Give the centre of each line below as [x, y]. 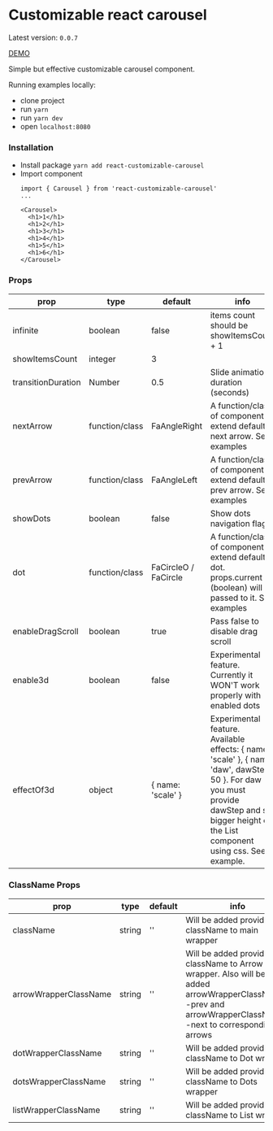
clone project [42, 100]
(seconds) [230, 392]
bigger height [236, 820]
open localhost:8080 [55, 126]
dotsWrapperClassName [59, 1081]
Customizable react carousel [108, 15]
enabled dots [235, 705]
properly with [236, 695]
